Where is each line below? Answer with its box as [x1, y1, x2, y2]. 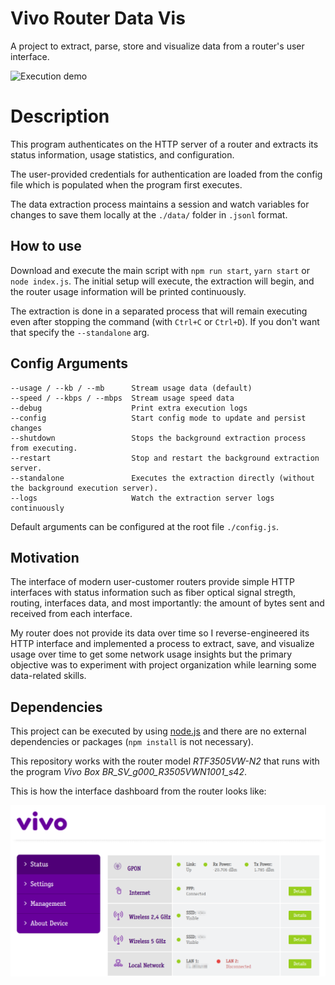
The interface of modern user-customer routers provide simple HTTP [10, 576, 295, 588]
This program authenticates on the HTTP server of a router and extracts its [10, 138, 319, 150]
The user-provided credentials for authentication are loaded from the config [10, 168, 323, 180]
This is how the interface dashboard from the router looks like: [10, 785, 267, 797]
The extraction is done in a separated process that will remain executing [10, 305, 308, 317]
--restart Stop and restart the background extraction [10, 453, 320, 463]
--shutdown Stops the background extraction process [10, 433, 307, 443]
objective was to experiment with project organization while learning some [10, 659, 317, 671]
